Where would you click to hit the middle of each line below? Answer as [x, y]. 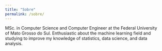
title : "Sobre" [20, 9]
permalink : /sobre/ [25, 14]
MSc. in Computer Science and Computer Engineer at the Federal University [81, 28]
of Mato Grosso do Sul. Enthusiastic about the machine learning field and [78, 33]
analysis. [14, 43]
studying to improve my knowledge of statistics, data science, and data [76, 38]
